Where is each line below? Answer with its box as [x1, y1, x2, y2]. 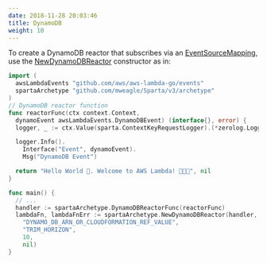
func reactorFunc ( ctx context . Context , [8, 109, 141, 117]
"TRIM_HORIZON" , [22, 226, 77, 234]
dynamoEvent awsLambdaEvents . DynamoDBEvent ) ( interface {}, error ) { [15, 116, 247, 124]
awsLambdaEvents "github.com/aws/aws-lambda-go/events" [15, 79, 204, 87]
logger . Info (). [15, 138, 66, 146]
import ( [8, 72, 37, 80]
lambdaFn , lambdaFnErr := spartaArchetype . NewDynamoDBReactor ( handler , [15, 211, 258, 219]
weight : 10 [8, 26, 44, 34]
